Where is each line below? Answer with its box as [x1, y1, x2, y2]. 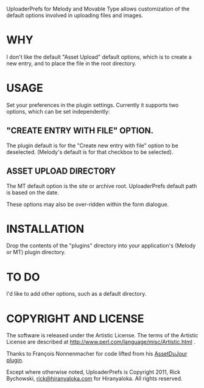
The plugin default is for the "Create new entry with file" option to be [6, 142, 178, 149]
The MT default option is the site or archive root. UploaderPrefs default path [6, 182, 197, 189]
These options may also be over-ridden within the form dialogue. [6, 200, 169, 208]
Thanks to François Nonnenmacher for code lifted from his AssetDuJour [6, 350, 188, 357]
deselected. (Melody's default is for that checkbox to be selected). [6, 148, 174, 155]
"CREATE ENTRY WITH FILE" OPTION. [6, 125, 154, 136]
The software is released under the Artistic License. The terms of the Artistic [6, 332, 199, 339]
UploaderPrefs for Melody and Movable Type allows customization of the [6, 5, 190, 12]
